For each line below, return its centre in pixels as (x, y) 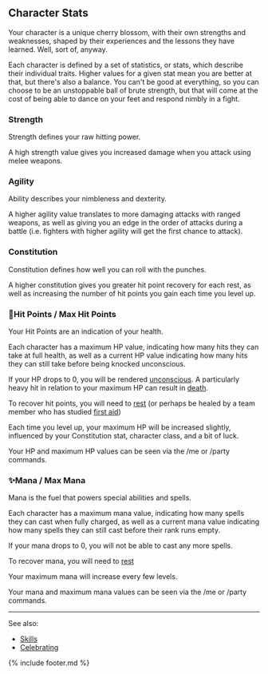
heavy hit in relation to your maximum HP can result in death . (108, 388)
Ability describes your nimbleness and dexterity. (88, 199)
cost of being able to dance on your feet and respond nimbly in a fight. (124, 98)
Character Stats (49, 13)
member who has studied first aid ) (65, 412)
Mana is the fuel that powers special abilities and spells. (100, 498)
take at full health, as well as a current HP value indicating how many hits (128, 355)
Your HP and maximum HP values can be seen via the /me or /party (119, 451)
